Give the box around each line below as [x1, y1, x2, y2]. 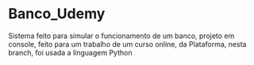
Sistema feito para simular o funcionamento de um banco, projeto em [8, 31, 235, 40]
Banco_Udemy [8, 5, 106, 23]
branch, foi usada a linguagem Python [8, 48, 133, 57]
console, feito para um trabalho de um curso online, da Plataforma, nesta [8, 39, 247, 48]
